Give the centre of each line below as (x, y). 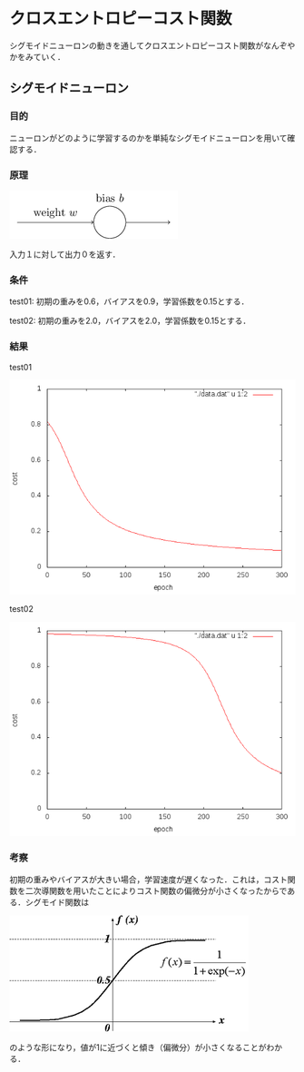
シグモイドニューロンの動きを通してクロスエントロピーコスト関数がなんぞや (152, 45)
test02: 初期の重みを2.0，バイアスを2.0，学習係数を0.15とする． (130, 321)
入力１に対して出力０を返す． (65, 254)
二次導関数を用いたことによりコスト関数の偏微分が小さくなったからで (156, 890)
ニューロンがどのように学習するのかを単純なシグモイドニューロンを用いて (148, 138)
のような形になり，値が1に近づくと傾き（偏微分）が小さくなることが (138, 1047)
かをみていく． (37, 56)
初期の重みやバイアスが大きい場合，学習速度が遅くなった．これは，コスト (148, 879)
